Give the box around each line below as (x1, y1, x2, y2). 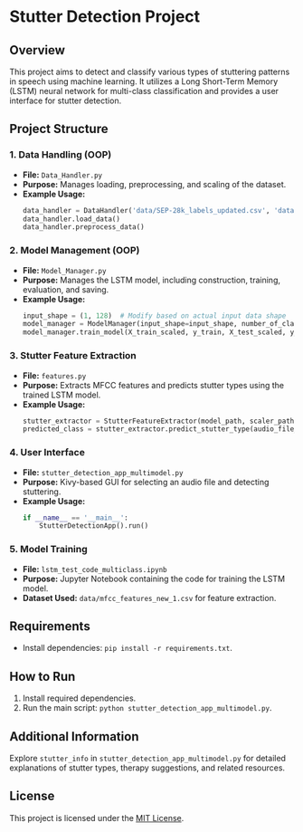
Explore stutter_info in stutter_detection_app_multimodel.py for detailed (9, 753, 287, 764)
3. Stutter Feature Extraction (9, 349, 137, 362)
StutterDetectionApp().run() (39, 521, 149, 531)
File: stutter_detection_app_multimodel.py (22, 466, 184, 477)
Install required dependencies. (22, 693, 137, 703)
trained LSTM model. (22, 389, 101, 400)
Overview (9, 43, 66, 58)
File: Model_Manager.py (22, 264, 107, 275)
